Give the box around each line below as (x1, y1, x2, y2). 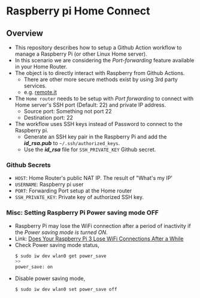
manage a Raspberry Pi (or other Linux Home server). (14, 50, 148, 58)
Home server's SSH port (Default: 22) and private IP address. (14, 101, 166, 109)
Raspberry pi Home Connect (6, 4, 151, 18)
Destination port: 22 (23, 114, 74, 121)
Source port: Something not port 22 (23, 108, 112, 115)
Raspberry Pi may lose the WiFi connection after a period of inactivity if (14, 222, 191, 229)
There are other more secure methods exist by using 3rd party (23, 76, 178, 83)
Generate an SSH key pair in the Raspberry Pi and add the (23, 133, 167, 140)
